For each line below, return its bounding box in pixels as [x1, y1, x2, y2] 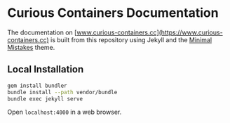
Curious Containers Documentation [7, 5, 219, 21]
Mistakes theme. [7, 43, 55, 51]
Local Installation [7, 63, 84, 75]
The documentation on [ [7, 28, 77, 37]
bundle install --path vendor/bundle [7, 89, 118, 96]
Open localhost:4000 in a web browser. [7, 108, 122, 117]
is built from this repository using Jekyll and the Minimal [50, 35, 212, 44]
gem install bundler [7, 82, 68, 89]
